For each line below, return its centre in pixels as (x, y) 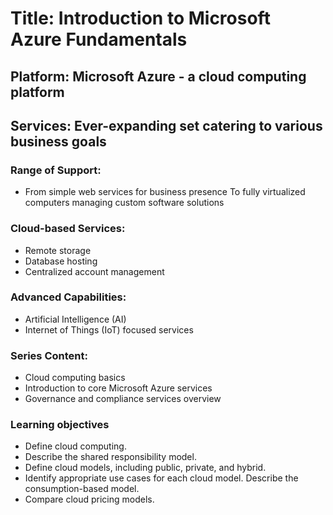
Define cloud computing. (75, 446)
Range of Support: (56, 170)
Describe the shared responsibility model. (110, 457)
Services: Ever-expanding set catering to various (166, 125)
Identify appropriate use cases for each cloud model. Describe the (161, 478)
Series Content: (49, 355)
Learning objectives (60, 425)
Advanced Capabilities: (68, 297)
